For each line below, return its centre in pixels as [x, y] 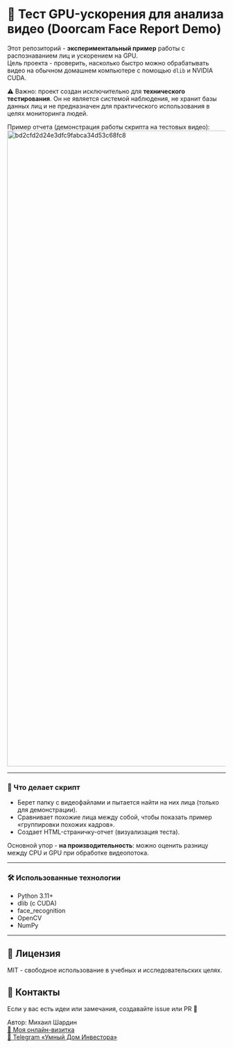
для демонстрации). [47, 810]
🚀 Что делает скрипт [44, 787]
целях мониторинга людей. [48, 113]
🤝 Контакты [34, 992]
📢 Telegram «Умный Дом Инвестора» [62, 1037]
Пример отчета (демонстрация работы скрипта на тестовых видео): [109, 127]
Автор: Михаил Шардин [42, 1022]
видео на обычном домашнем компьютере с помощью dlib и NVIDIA [110, 70]
